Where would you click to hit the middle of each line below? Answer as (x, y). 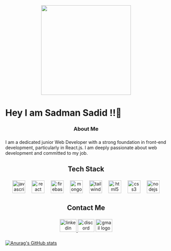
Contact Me (86, 208)
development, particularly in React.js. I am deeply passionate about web (81, 148)
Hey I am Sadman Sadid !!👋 (63, 113)
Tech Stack (86, 169)
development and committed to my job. (47, 153)
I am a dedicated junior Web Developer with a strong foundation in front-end (86, 142)
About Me (86, 129)
